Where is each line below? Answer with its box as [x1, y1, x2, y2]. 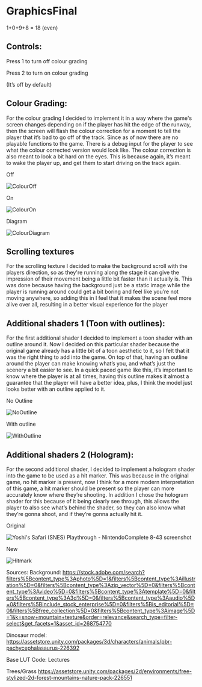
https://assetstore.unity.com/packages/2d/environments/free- [38, 668, 192, 675]
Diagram [6, 217, 28, 225]
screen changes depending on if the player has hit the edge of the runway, [6, 120, 191, 128]
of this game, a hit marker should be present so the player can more [6, 485, 174, 492]
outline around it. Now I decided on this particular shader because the [6, 341, 179, 348]
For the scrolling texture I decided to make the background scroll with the [6, 263, 188, 270]
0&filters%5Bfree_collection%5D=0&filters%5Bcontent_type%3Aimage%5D [6, 607, 195, 614]
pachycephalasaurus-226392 [6, 644, 80, 651]
